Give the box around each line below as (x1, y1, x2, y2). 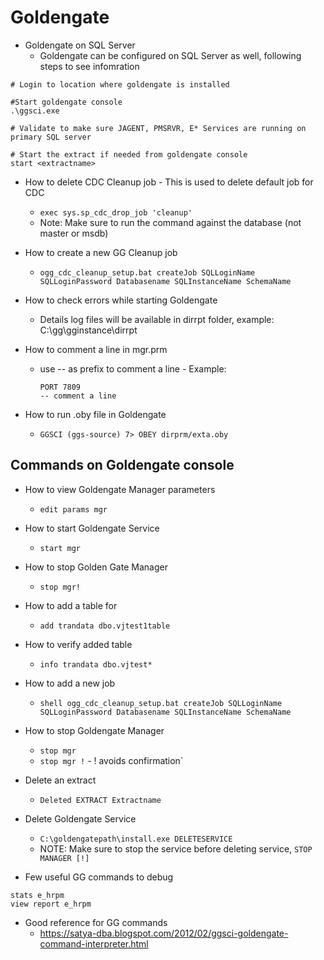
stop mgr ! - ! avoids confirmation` (39, 754, 184, 766)
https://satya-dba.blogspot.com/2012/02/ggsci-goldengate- (39, 927, 289, 939)
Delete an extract (24, 774, 97, 786)
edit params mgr (39, 504, 108, 515)
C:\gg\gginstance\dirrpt (39, 324, 138, 336)
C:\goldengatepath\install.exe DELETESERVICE (39, 834, 233, 844)
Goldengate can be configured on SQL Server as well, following (39, 49, 302, 61)
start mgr (39, 543, 82, 553)
